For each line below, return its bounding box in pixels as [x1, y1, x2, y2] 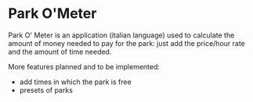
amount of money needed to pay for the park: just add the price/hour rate [8, 38, 245, 47]
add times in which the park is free [19, 77, 132, 86]
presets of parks [19, 85, 73, 94]
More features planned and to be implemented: [8, 62, 161, 71]
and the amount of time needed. [8, 47, 112, 56]
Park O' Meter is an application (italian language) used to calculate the [8, 30, 235, 40]
